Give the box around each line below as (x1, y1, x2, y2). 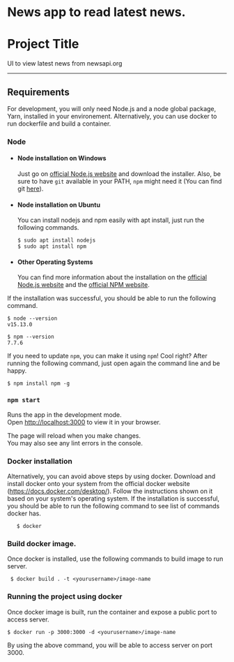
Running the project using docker (7, 591, 123, 601)
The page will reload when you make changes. (7, 431, 141, 440)
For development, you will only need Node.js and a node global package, (7, 104, 217, 112)
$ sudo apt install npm (17, 243, 87, 250)
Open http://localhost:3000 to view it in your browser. (7, 418, 162, 426)
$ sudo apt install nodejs (17, 237, 96, 244)
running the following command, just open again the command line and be (7, 359, 221, 367)
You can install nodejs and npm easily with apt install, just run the (17, 216, 205, 224)
